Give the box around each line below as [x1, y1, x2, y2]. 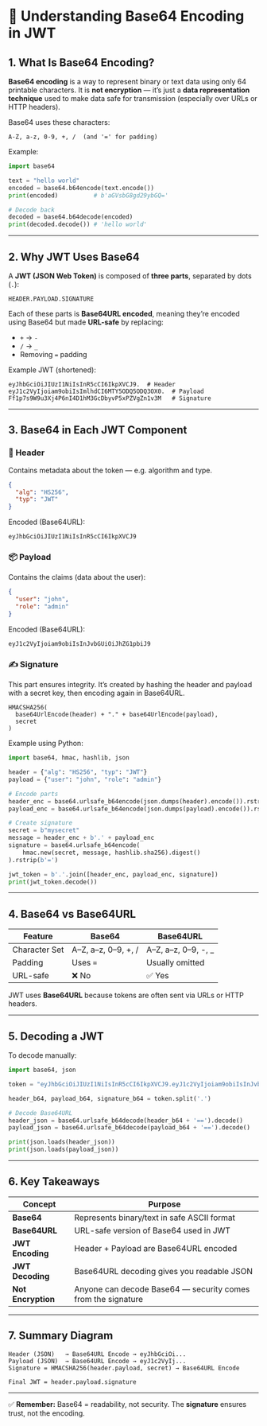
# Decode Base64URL [8, 1109, 73, 1117]
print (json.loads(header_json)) [8, 1138, 115, 1146]
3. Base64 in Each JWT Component [8, 423, 188, 437]
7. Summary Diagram [8, 1329, 114, 1342]
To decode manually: [8, 1051, 77, 1060]
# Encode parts [8, 790, 59, 798]
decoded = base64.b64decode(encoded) [8, 213, 133, 221]
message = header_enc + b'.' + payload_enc [8, 834, 155, 842]
